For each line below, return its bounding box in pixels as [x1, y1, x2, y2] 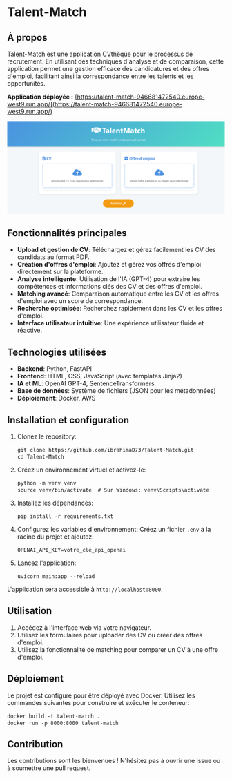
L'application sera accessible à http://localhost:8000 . [7, 585, 164, 594]
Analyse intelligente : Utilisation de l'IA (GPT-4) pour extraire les [17, 275, 200, 283]
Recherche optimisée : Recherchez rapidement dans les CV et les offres [17, 305, 223, 313]
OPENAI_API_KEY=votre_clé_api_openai [17, 547, 126, 554]
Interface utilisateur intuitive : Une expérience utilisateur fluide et [17, 319, 204, 327]
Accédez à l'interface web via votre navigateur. [17, 623, 152, 632]
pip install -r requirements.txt [17, 513, 114, 520]
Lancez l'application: [17, 559, 77, 567]
